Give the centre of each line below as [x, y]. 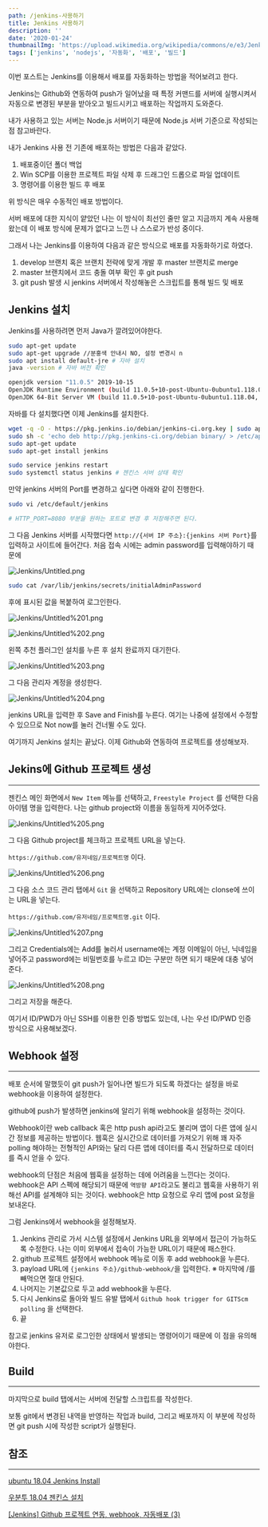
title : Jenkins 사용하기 [46, 23]
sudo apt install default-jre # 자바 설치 [77, 360]
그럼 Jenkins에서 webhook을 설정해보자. [73, 1222]
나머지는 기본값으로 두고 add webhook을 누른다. [95, 1289]
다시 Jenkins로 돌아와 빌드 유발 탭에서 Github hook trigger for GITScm [134, 1298]
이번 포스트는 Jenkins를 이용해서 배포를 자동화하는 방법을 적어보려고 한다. [123, 76]
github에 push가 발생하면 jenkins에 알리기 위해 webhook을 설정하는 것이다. [127, 1111]
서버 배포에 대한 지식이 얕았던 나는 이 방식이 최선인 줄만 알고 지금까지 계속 [123, 218]
